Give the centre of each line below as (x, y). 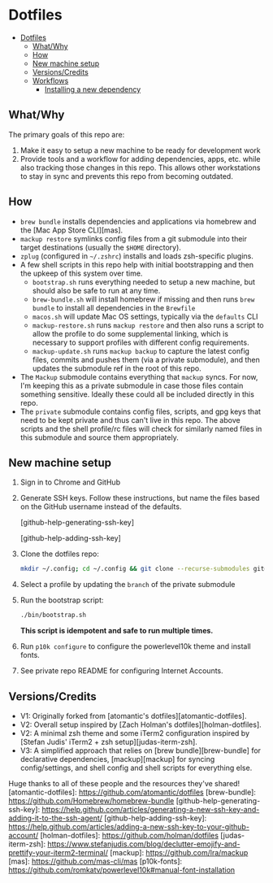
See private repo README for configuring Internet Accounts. (121, 671)
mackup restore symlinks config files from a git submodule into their (134, 238)
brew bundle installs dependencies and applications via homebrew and (138, 221)
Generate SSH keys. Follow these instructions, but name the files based (140, 498)
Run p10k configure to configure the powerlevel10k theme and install (135, 646)
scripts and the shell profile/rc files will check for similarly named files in (141, 428)
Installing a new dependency (93, 89)
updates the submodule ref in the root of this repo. (117, 368)
